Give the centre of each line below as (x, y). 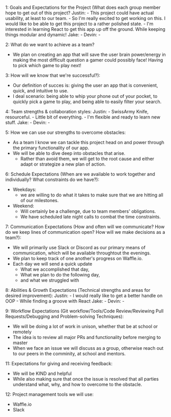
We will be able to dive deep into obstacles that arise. (69, 153)
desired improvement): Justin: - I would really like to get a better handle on (84, 295)
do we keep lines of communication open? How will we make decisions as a (85, 232)
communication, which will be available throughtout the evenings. (82, 253)
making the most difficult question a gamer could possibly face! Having (88, 60)
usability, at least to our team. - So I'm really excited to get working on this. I (85, 18)
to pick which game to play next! (47, 65)
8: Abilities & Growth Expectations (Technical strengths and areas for (78, 290)
